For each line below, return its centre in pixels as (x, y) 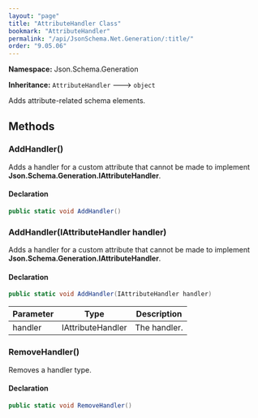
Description (159, 314)
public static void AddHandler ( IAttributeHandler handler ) (110, 294)
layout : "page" (34, 16)
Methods (32, 126)
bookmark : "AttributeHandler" (60, 31)
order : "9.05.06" (38, 46)
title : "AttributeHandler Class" (65, 24)
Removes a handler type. (50, 369)
